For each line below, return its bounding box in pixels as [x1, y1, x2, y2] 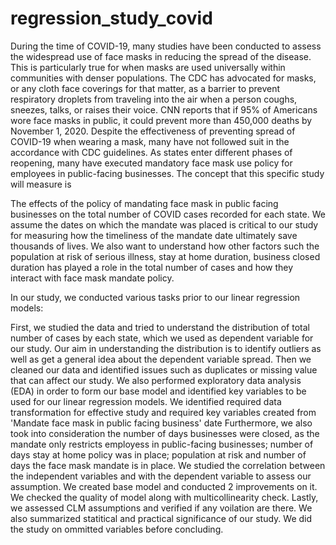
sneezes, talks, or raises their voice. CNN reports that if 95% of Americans [10, 103, 318, 116]
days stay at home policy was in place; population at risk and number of [10, 448, 307, 461]
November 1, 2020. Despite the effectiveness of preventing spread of [10, 125, 296, 137]
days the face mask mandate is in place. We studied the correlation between [10, 459, 326, 471]
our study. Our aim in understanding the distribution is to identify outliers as [10, 342, 322, 354]
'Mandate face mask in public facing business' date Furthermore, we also [10, 417, 313, 429]
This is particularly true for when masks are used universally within [10, 61, 286, 73]
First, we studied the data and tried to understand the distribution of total [10, 321, 310, 333]
